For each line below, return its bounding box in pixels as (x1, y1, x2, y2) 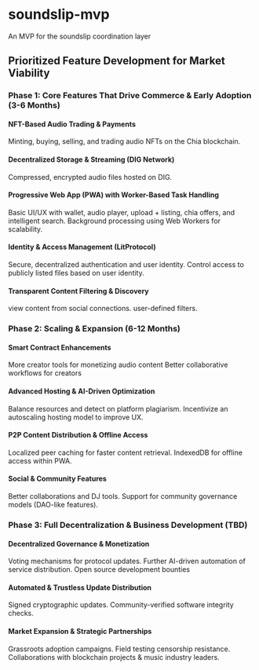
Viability (8, 67, 50, 80)
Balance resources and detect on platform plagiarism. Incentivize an (8, 404, 228, 413)
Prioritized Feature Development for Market (8, 54, 225, 68)
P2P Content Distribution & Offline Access (8, 430, 148, 440)
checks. (8, 609, 34, 618)
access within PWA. (8, 456, 72, 465)
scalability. (8, 224, 43, 233)
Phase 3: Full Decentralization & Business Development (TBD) (8, 519, 248, 530)
